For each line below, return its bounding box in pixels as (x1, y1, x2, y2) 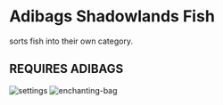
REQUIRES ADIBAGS (9, 61, 124, 77)
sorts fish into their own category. (9, 36, 134, 46)
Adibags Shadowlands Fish (9, 6, 216, 27)
